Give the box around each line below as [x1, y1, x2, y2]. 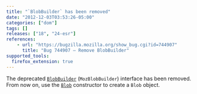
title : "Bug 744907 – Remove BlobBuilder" [21, 48, 130, 54]
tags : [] [6, 25, 28, 32]
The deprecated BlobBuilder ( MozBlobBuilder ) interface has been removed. [6, 75, 192, 82]
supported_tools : [6, 53, 50, 59]
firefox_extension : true [11, 58, 73, 64]
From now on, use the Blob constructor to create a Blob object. [6, 81, 160, 88]
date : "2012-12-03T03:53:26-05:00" [6, 14, 95, 20]
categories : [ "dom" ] [6, 20, 58, 26]
